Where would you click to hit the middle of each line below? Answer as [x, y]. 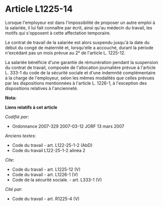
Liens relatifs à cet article [31, 107]
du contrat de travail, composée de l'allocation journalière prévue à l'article [81, 68]
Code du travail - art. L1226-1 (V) [45, 174]
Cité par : [14, 189]
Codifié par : [17, 116]
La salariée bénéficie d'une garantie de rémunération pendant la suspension [82, 62]
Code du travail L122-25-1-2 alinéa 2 [49, 150]
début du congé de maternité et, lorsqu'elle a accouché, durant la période [79, 47]
